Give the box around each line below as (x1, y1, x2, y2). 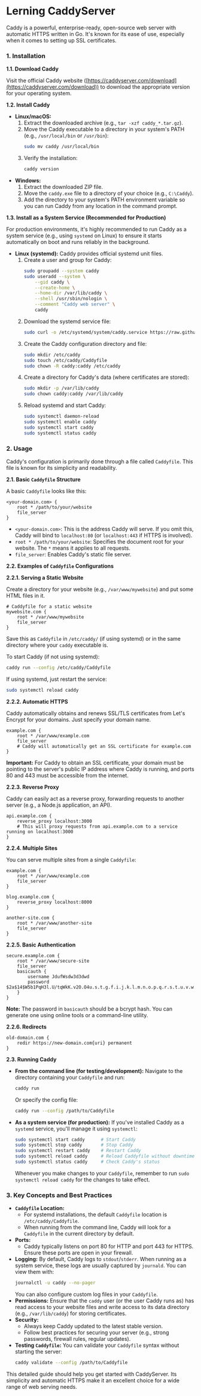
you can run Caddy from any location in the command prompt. (23, 202, 178, 209)
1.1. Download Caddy (6, 65, 59, 73)
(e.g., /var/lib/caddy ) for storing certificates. (14, 1310, 127, 1317)
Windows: (14, 177, 41, 184)
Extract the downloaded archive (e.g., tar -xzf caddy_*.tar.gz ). (23, 119, 184, 126)
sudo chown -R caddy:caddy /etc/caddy (23, 363, 121, 369)
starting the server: (14, 1348, 63, 1355)
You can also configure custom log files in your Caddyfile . (14, 1291, 159, 1298)
